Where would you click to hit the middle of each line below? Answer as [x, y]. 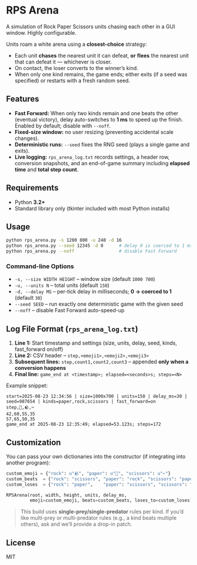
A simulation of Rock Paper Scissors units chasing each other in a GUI [91, 26]
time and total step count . [47, 169]
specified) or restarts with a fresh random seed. [72, 81]
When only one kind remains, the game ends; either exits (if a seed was [101, 74]
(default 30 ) [28, 298]
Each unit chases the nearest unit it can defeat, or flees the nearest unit [102, 55]
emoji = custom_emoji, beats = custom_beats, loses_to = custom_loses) [111, 500]
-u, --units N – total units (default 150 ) [62, 285]
